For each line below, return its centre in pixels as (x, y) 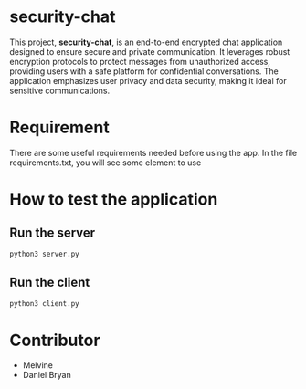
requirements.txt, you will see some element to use (106, 163)
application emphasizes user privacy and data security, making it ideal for (148, 80)
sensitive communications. (60, 90)
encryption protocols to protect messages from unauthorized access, (140, 61)
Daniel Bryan (47, 375)
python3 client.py (44, 303)
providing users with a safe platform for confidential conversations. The (144, 71)
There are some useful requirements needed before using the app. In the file (153, 152)
